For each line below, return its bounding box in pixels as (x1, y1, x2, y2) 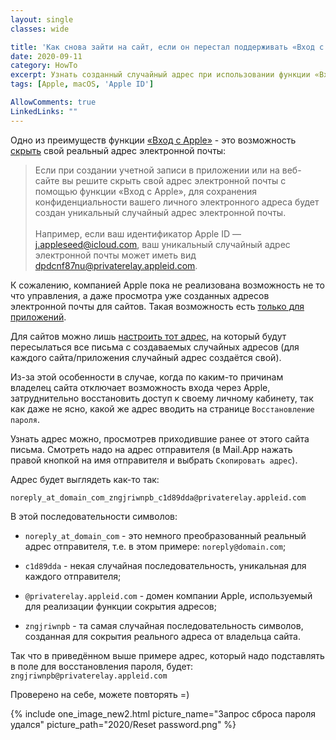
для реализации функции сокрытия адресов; (24, 600, 218, 612)
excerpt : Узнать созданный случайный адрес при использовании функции (10, 70, 311, 80)
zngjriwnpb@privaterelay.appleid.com (10, 671, 168, 681)
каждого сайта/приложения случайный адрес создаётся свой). (10, 351, 282, 363)
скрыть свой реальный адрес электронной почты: (10, 144, 227, 156)
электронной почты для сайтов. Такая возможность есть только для (10, 300, 305, 312)
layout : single (10, 14, 74, 25)
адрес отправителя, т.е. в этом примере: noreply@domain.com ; (24, 540, 287, 552)
